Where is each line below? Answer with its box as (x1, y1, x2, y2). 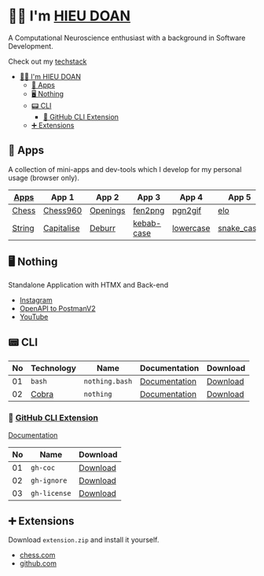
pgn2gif (171, 204, 202, 215)
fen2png (133, 204, 165, 215)
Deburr (89, 222, 116, 233)
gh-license (31, 489, 71, 497)
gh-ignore (31, 475, 68, 485)
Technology (31, 363, 77, 374)
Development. (8, 41, 53, 50)
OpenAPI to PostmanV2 (19, 303, 96, 313)
